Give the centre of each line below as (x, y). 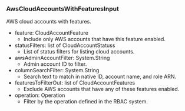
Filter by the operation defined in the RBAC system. (86, 102)
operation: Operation (40, 95)
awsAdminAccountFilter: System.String (62, 58)
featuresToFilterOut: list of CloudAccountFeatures (75, 83)
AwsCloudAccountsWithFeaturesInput (62, 9)
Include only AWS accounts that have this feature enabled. (95, 39)
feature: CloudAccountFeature (51, 33)
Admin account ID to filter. (55, 64)
